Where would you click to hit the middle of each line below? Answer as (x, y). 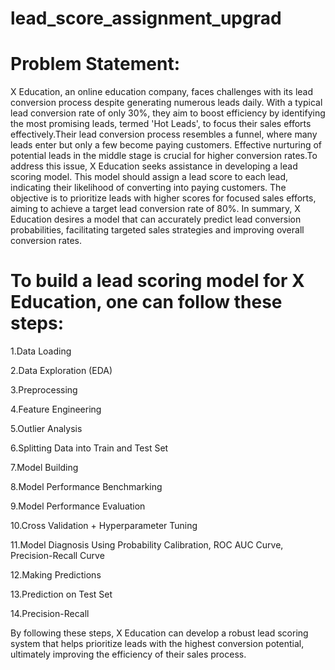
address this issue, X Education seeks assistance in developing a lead (154, 166)
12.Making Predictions (56, 575)
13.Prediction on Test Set (61, 594)
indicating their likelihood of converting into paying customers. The (148, 188)
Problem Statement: (95, 64)
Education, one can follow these (146, 302)
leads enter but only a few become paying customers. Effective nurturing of (166, 145)
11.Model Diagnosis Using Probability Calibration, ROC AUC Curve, (147, 545)
